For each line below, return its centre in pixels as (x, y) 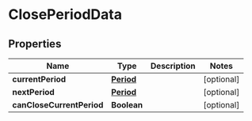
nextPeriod (34, 92)
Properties (35, 44)
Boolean (127, 105)
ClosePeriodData (65, 15)
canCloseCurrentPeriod (58, 105)
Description (173, 66)
